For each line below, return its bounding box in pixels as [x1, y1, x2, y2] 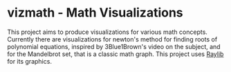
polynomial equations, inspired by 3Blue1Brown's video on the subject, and [7, 42, 221, 51]
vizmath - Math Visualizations [7, 5, 183, 21]
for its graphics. [7, 57, 52, 65]
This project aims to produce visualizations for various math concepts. [7, 28, 207, 36]
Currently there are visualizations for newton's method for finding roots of [7, 35, 218, 43]
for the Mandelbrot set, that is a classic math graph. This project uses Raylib [7, 50, 224, 58]
